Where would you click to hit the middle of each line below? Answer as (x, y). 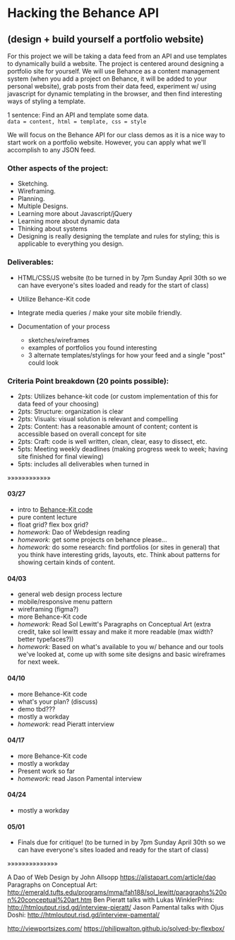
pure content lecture (47, 517)
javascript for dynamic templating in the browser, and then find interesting (115, 94)
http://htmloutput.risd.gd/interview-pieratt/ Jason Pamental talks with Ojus (116, 907)
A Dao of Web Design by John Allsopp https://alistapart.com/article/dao (112, 877)
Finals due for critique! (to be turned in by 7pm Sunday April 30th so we (121, 842)
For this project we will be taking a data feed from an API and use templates (117, 56)
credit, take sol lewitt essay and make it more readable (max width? (115, 632)
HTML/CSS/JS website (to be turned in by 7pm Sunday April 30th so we (122, 277)
